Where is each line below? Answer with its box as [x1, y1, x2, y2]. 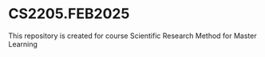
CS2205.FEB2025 [8, 5, 130, 23]
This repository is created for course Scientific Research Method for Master [8, 31, 257, 40]
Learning [8, 39, 38, 48]
